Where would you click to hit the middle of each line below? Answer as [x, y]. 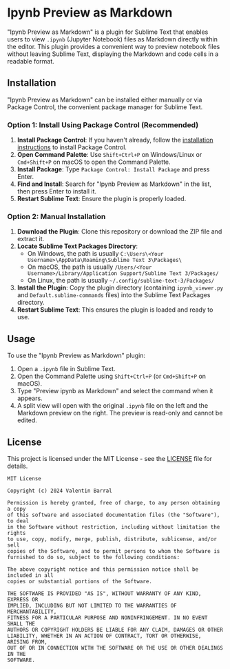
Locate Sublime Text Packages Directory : [77, 246]
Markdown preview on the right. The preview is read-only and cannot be [120, 413]
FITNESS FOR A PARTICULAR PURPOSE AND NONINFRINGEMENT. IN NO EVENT [107, 618]
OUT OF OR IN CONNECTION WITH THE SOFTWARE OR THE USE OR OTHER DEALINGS [115, 648]
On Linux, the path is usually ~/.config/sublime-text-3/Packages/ [121, 281]
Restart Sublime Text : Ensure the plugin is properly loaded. [102, 199]
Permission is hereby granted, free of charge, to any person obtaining [114, 502]
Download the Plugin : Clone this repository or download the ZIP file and [119, 232]
